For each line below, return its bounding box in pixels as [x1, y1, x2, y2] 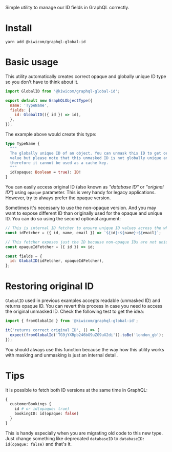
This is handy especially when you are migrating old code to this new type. [5, 430, 163, 436]
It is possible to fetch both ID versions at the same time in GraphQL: [5, 387, 148, 393]
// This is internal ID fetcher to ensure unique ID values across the [5, 225, 161, 231]
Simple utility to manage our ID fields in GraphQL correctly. [5, 5, 130, 10]
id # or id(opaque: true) [14, 406, 70, 411]
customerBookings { [10, 402, 52, 407]
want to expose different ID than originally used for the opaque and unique [5, 210, 163, 216]
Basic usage [5, 56, 58, 68]
